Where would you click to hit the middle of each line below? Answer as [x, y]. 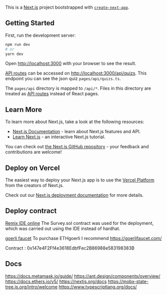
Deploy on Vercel [33, 168]
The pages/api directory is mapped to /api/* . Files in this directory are [78, 88]
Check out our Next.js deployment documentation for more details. [74, 195]
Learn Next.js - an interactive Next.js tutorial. [59, 137]
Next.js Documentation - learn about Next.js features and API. [76, 132]
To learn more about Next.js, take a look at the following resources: [75, 122]
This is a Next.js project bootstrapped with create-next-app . [67, 7]
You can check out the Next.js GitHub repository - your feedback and [77, 147]
